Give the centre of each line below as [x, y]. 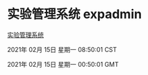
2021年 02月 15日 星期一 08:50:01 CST [62, 49]
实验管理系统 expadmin [75, 14]
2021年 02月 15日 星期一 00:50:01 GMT [63, 64]
